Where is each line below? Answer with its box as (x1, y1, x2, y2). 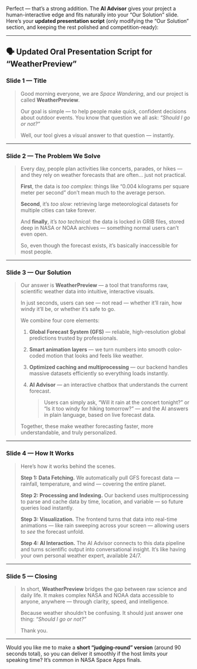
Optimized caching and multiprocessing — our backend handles (29, 364, 188, 371)
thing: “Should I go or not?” (20, 616, 87, 623)
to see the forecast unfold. (20, 528, 84, 535)
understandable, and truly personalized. (20, 429, 117, 436)
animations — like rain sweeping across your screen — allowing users (20, 521, 189, 528)
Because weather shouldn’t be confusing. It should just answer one (20, 609, 184, 616)
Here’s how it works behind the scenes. (20, 463, 116, 470)
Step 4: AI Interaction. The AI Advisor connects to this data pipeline (20, 539, 185, 546)
